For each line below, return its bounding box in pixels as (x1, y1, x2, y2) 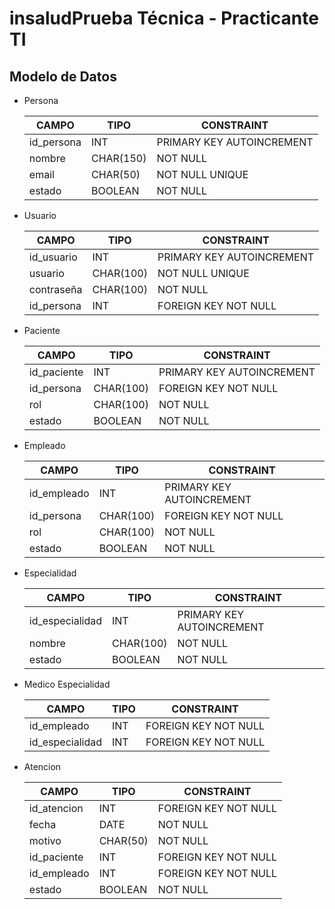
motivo (28, 834, 62, 847)
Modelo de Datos (9, 68, 117, 85)
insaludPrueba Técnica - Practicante (9, 7, 319, 30)
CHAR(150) (90, 152, 147, 165)
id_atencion (28, 802, 84, 815)
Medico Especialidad (23, 678, 111, 690)
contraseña (28, 283, 83, 296)
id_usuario (28, 250, 78, 264)
